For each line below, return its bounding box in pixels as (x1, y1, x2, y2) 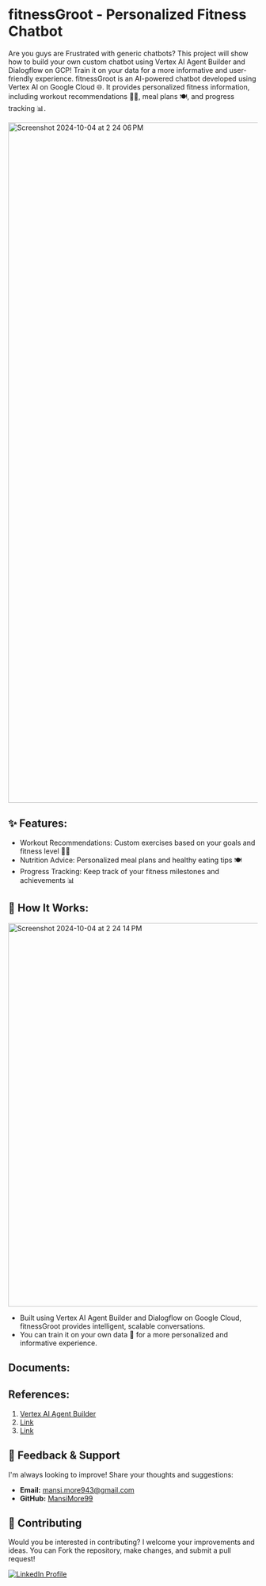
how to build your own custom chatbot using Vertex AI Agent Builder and (8, 57, 245, 67)
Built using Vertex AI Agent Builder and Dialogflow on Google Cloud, (19, 1313, 242, 1322)
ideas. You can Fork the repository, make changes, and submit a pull (8, 1546, 231, 1555)
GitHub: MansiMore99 (19, 1493, 93, 1503)
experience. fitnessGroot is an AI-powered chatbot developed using (35, 74, 256, 83)
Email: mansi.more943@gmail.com (19, 1485, 135, 1494)
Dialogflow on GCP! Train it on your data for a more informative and (8, 65, 228, 74)
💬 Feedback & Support (8, 1449, 120, 1462)
